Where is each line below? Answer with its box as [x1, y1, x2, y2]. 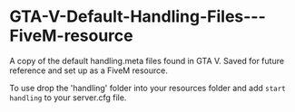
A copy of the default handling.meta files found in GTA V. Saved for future [9, 55, 284, 66]
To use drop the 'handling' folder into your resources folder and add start [9, 82, 286, 93]
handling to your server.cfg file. [9, 92, 127, 103]
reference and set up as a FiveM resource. [9, 65, 168, 76]
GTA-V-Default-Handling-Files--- [9, 6, 266, 27]
